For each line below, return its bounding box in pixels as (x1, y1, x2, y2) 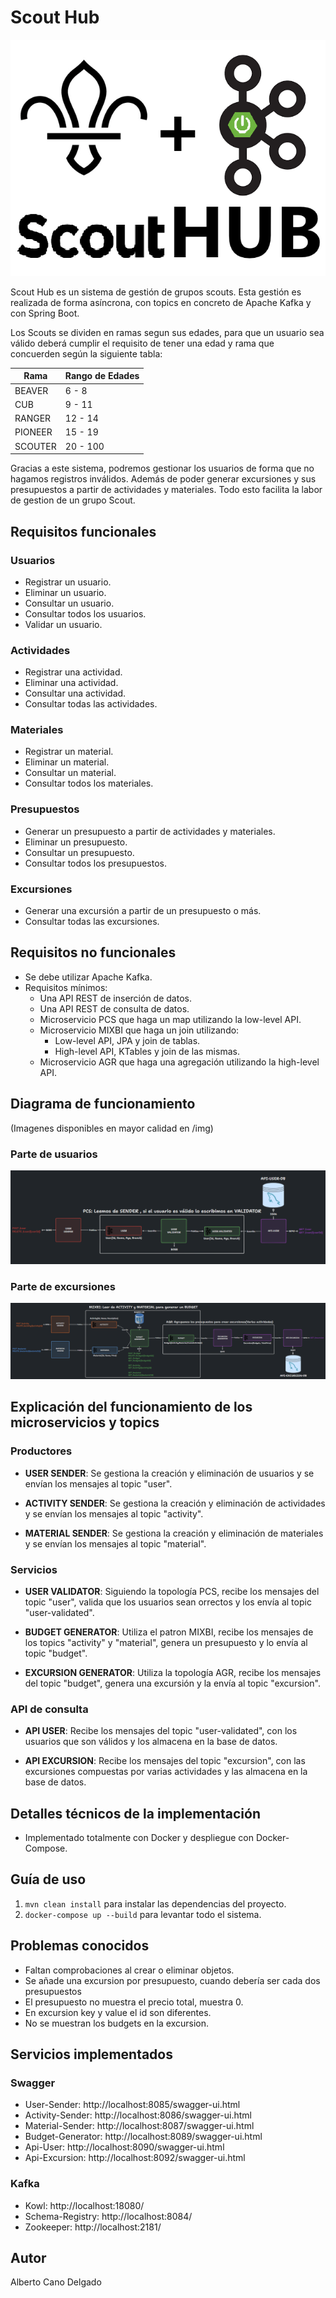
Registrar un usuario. (24, 576, 112, 588)
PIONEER (14, 426, 53, 438)
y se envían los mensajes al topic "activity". (24, 1507, 204, 1520)
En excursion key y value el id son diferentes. (24, 2006, 212, 2018)
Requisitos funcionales (10, 523, 157, 540)
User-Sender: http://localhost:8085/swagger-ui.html (24, 2099, 241, 2111)
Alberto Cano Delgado (10, 2276, 102, 2288)
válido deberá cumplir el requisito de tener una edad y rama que (10, 337, 275, 349)
